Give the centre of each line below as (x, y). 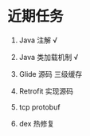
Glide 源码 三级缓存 (51, 74)
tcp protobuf (39, 107)
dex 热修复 (37, 123)
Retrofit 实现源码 (46, 91)
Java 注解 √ (38, 40)
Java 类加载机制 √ (49, 57)
